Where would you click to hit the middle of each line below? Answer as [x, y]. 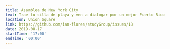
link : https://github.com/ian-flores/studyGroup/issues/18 [69, 24]
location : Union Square [31, 19]
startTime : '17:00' [26, 34]
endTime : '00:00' [24, 39]
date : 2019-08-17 [24, 29]
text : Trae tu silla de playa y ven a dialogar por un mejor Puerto [79, 15]
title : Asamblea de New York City [42, 10]
